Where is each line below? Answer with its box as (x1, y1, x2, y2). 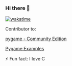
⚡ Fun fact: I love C (5, 56, 45, 62)
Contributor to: (5, 26, 37, 32)
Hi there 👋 (5, 5, 31, 12)
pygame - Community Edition (5, 36, 67, 42)
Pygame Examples (5, 46, 44, 52)
